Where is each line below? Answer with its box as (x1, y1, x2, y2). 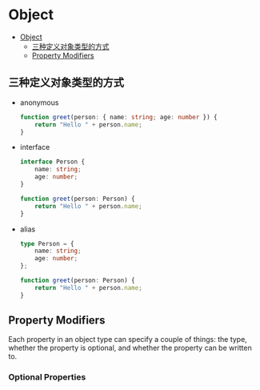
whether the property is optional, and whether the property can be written (8, 343, 252, 353)
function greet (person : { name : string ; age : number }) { (19, 113, 218, 121)
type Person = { (19, 239, 74, 247)
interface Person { (19, 158, 86, 166)
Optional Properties (8, 372, 86, 383)
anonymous (19, 98, 59, 107)
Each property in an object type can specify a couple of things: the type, (8, 335, 248, 344)
